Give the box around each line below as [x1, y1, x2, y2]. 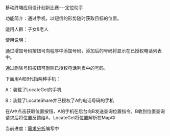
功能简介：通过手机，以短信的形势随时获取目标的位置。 [5, 15, 122, 21]
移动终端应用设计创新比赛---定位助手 [5, 5, 83, 10]
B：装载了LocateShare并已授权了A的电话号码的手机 [5, 97, 114, 103]
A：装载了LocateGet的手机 [5, 87, 62, 93]
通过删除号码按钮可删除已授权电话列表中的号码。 [5, 65, 108, 71]
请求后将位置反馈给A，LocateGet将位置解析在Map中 [5, 115, 116, 121]
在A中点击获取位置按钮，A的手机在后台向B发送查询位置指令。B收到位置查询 [5, 108, 165, 114]
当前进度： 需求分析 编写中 [5, 125, 59, 131]
